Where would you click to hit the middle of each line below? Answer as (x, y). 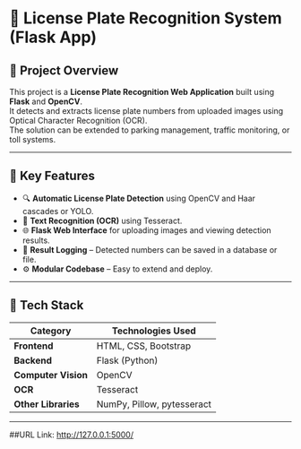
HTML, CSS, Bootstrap (144, 346)
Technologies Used (154, 331)
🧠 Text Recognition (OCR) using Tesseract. (102, 220)
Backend (33, 360)
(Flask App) (53, 37)
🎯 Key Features (52, 176)
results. (36, 240)
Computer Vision (51, 375)
